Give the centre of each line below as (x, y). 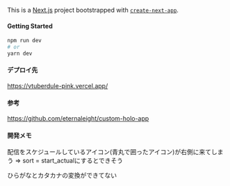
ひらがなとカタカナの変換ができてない (62, 176)
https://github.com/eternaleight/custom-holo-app (78, 119)
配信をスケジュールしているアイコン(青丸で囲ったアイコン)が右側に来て (109, 152)
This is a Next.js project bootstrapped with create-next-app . (93, 10)
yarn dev (20, 53)
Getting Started (30, 26)
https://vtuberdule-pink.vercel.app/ (58, 86)
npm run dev (24, 41)
